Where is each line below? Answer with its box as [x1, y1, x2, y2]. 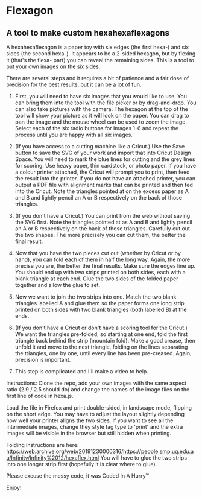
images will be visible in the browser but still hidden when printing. [6, 429, 172, 437]
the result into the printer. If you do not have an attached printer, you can [14, 175, 196, 182]
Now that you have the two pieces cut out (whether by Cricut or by [14, 250, 181, 256]
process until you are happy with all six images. [14, 131, 133, 138]
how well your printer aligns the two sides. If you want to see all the [6, 417, 174, 424]
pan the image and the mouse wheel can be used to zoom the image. [14, 118, 187, 125]
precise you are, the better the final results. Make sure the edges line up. [14, 262, 196, 269]
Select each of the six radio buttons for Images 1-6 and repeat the [14, 125, 179, 131]
